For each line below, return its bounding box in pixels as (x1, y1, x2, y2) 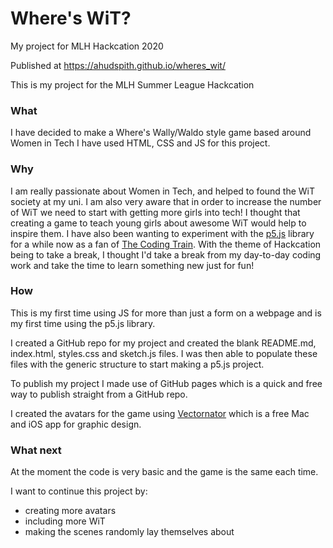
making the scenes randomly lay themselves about (24, 526, 235, 538)
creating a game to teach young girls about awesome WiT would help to (10, 217, 307, 229)
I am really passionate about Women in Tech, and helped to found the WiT (10, 185, 316, 197)
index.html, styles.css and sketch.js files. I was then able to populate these (10, 347, 318, 359)
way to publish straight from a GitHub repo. (10, 388, 188, 400)
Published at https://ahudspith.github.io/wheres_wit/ (10, 59, 226, 71)
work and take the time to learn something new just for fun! (10, 259, 255, 271)
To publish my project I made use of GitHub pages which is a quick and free (10, 377, 323, 389)
